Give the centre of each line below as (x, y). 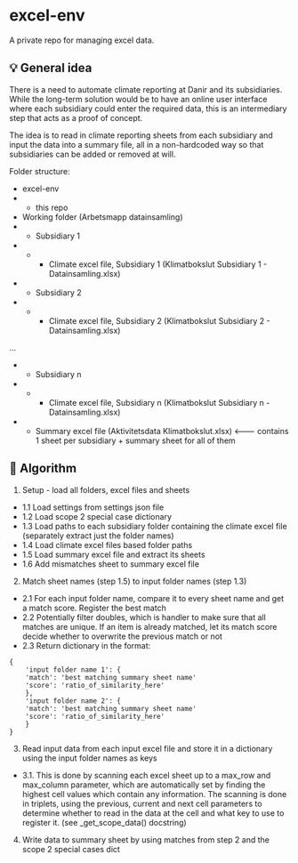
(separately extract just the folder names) (98, 536)
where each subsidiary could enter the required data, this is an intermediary (148, 109)
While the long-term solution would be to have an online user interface (138, 99)
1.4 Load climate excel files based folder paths (107, 544)
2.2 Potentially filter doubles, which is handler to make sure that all (144, 617)
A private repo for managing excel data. (82, 40)
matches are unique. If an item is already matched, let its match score (149, 626)
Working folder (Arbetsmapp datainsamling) (103, 217)
